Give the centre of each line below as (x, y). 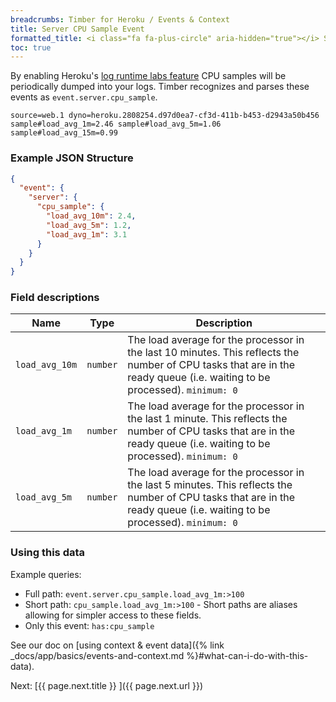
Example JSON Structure (72, 158)
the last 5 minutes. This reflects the (210, 485)
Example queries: (46, 574)
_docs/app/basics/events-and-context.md (97, 655)
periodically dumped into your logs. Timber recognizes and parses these (160, 87)
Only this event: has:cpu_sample (89, 625)
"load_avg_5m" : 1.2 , (89, 225)
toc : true (31, 47)
